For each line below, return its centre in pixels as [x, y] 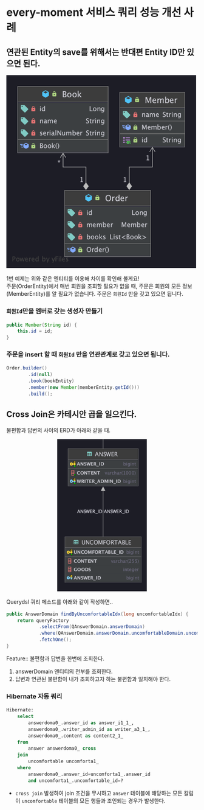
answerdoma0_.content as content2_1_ [76, 736]
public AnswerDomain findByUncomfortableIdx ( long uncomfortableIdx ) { [97, 614]
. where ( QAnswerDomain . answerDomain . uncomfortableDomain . [112, 634]
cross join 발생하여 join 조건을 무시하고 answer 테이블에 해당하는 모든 [99, 793]
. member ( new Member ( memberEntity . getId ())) [84, 388]
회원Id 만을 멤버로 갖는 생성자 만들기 [55, 311]
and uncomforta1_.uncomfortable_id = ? [76, 780]
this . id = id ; [35, 331]
